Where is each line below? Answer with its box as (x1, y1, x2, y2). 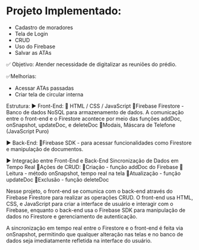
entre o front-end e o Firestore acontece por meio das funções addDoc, (6, 115, 182, 122)
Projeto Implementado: (6, 4, 122, 18)
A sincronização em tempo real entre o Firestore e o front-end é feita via (6, 224, 184, 232)
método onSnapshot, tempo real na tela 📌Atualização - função (28, 170, 181, 177)
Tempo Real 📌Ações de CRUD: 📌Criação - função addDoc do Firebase (6, 163, 178, 170)
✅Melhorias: (6, 73, 37, 80)
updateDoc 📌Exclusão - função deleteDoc (6, 176, 109, 183)
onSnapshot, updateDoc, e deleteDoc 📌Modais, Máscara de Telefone (6, 121, 176, 129)
